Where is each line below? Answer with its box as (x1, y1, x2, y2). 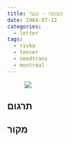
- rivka (13, 42, 36, 49)
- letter (13, 29, 39, 37)
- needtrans (13, 55, 49, 62)
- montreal (13, 62, 45, 69)
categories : (7, 23, 42, 30)
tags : (7, 36, 23, 43)
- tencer (13, 49, 39, 56)
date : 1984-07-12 (7, 17, 58, 24)
